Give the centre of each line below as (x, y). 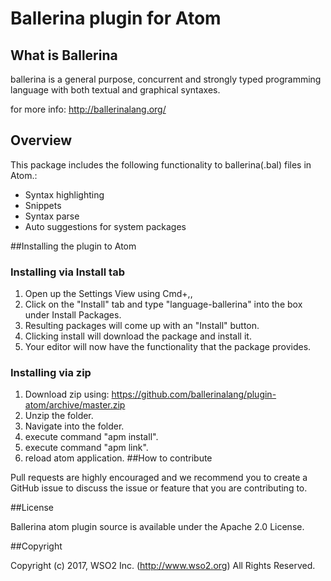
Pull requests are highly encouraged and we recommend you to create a (159, 478)
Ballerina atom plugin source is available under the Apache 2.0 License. (157, 527)
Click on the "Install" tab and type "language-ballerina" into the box (163, 304)
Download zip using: (67, 394)
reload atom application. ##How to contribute (118, 458)
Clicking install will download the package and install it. (138, 336)
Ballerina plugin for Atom (116, 18)
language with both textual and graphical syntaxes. (115, 90)
